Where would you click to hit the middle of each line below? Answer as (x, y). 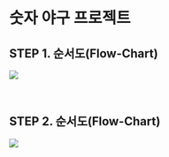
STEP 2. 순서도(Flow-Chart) (85, 121)
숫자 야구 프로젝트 (70, 18)
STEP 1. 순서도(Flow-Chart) (84, 53)
